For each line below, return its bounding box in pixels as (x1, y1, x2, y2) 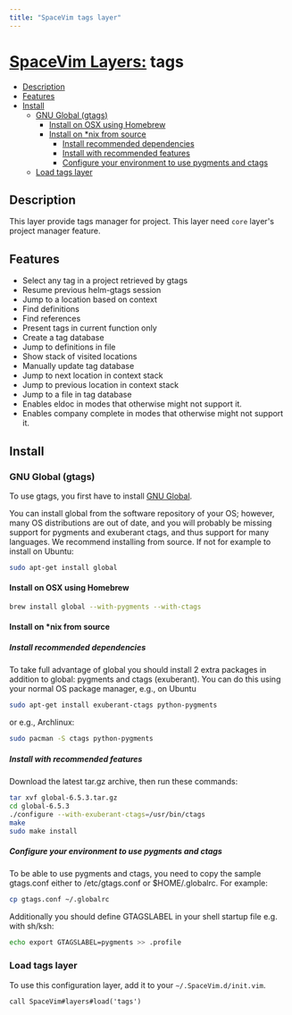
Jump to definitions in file (21, 341, 116, 353)
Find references (21, 314, 81, 324)
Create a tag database (21, 332, 104, 343)
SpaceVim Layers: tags (9, 51, 185, 71)
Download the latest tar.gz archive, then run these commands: (9, 776, 238, 787)
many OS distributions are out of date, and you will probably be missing (9, 517, 272, 528)
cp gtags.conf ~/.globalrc (9, 895, 110, 904)
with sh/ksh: (9, 921, 54, 932)
